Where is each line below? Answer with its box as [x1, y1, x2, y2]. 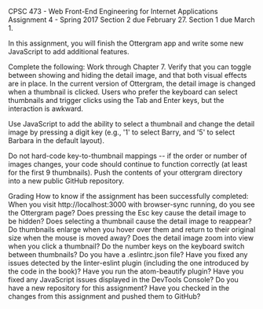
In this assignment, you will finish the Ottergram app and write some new [8, 39, 244, 48]
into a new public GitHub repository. [8, 176, 125, 186]
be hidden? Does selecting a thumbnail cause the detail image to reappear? [8, 216, 253, 226]
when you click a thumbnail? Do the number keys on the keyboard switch [8, 241, 245, 251]
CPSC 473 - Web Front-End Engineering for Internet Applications [8, 7, 218, 16]
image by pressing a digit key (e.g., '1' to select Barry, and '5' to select [8, 127, 236, 137]
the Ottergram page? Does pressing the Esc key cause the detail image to [8, 208, 247, 217]
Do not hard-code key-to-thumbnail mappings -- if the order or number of [8, 151, 247, 160]
